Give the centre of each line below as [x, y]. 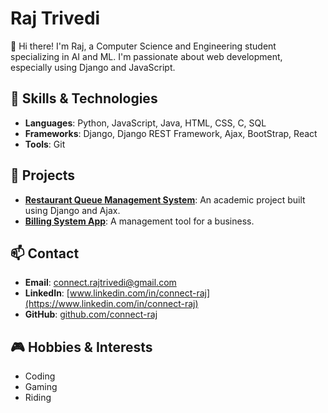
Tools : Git [45, 144]
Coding [40, 376]
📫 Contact [45, 253]
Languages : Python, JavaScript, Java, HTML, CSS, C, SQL [145, 123]
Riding [38, 398]
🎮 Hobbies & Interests [81, 347]
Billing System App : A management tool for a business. [139, 221]
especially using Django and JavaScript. [93, 67]
